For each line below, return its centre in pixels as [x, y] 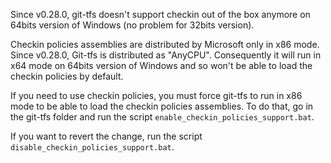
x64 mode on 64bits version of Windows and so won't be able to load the [161, 65]
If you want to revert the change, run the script [106, 136]
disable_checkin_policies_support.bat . [92, 147]
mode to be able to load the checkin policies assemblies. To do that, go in [162, 106]
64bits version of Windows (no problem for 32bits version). [132, 25]
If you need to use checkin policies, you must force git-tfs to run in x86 [156, 95]
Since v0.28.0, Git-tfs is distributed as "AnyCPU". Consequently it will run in [166, 55]
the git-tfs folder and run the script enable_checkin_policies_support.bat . [162, 117]
